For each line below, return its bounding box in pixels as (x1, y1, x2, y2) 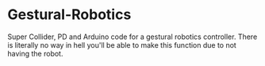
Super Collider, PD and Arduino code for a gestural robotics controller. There (7, 32, 258, 41)
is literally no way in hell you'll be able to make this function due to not (7, 40, 237, 49)
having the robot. (7, 49, 63, 58)
